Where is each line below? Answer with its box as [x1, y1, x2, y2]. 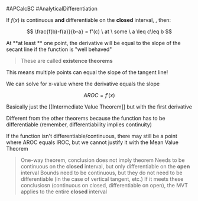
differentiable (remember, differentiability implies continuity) [6, 121, 152, 128]
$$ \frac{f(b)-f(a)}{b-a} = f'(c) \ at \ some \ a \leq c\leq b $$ [26, 28, 173, 35]
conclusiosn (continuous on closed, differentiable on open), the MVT [20, 182, 188, 189]
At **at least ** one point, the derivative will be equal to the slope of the [6, 40, 181, 46]
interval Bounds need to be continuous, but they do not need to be [20, 169, 183, 176]
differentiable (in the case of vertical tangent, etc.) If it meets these [20, 176, 184, 183]
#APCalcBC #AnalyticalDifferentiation [6, 5, 98, 12]
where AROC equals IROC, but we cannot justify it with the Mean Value [6, 139, 179, 146]
